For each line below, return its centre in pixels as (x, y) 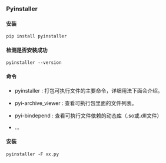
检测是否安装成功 (27, 50)
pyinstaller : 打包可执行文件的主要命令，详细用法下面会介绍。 (89, 90)
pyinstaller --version (34, 63)
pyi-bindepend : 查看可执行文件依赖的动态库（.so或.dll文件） (88, 116)
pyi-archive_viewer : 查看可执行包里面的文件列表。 (76, 103)
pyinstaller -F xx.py (33, 154)
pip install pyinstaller (36, 36)
